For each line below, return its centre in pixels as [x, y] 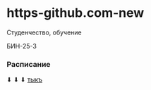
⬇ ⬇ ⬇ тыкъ [25, 79]
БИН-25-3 [22, 46]
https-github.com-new [75, 13]
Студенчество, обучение [44, 32]
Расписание [29, 64]
